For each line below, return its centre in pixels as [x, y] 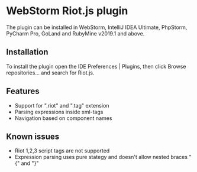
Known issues [33, 136]
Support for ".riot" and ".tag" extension [62, 105]
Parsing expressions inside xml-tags [59, 112]
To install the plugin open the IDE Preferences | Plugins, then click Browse [96, 66]
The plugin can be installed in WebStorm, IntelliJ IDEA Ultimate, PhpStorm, [97, 27]
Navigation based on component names [63, 118]
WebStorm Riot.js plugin [67, 11]
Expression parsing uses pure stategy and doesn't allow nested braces [101, 157]
